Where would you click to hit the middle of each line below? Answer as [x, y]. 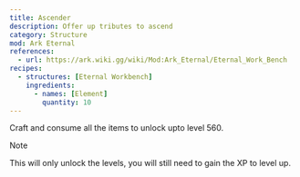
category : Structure [49, 34]
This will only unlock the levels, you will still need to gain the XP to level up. [150, 163]
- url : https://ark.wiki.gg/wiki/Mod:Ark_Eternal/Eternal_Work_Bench [152, 60]
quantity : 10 [67, 102]
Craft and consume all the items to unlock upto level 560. [117, 128]
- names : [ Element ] [70, 93]
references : [32, 52]
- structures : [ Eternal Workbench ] [85, 77]
